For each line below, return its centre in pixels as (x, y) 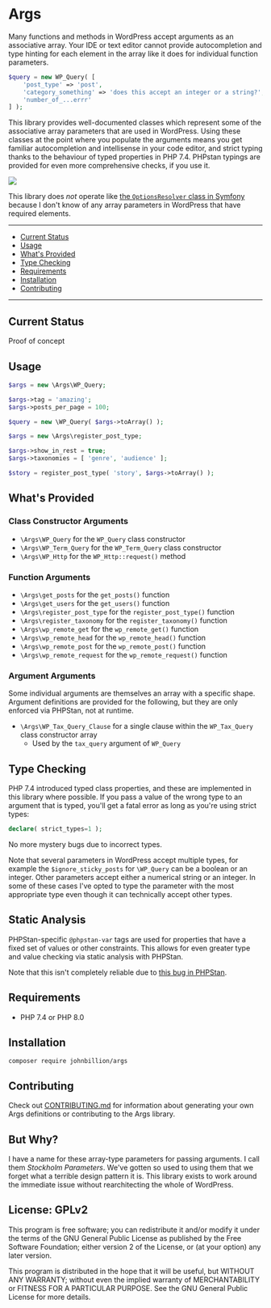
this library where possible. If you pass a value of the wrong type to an (125, 797)
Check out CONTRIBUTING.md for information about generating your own (131, 1106)
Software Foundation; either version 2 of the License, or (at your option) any (135, 1247)
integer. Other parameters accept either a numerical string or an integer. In (132, 877)
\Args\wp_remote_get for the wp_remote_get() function (109, 629)
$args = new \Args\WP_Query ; (57, 385)
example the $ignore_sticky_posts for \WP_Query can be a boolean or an (128, 868)
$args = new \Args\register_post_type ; (75, 436)
